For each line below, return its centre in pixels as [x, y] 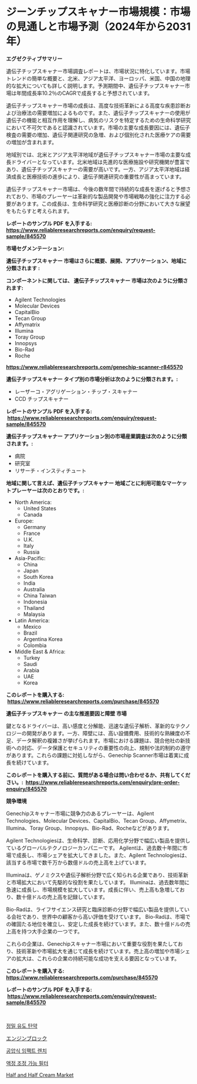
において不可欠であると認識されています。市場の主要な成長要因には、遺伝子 [98, 127]
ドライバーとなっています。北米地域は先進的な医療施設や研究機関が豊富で [101, 162]
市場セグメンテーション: [35, 248]
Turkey [32, 657]
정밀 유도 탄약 [22, 1025]
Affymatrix [27, 324]
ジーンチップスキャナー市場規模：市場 [98, 12]
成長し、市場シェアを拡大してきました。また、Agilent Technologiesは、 [103, 855]
